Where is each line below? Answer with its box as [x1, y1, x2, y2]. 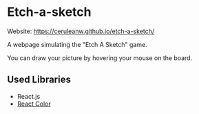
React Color [17, 99, 51, 108]
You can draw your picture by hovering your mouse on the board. [7, 53, 193, 62]
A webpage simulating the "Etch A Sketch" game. [7, 40, 147, 48]
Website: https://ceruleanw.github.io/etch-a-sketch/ [7, 27, 155, 35]
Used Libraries [7, 74, 71, 86]
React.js [17, 92, 41, 100]
